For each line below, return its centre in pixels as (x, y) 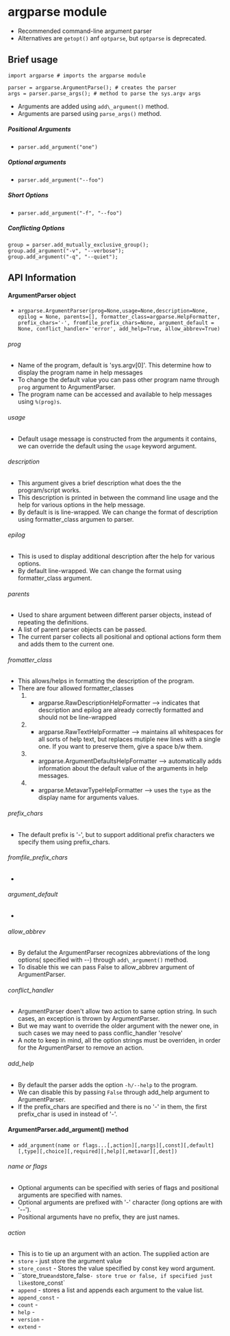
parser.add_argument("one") (57, 147)
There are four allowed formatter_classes (76, 688)
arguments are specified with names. (70, 1195)
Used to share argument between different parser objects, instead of (115, 615)
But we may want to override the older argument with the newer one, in (118, 1026)
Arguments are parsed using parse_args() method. (89, 113)
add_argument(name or (48, 1145)
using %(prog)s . (39, 402)
